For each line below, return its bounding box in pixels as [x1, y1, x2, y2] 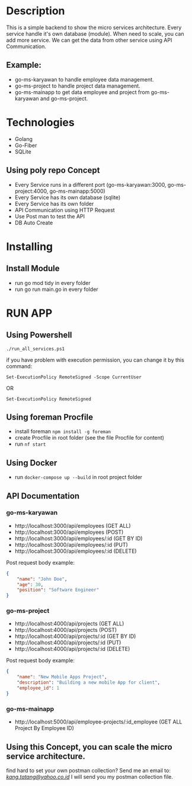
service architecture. [6, 751, 86, 761]
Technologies [6, 115, 75, 129]
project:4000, [14, 187, 49, 195]
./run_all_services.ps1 [6, 346, 65, 352]
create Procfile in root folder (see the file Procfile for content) [14, 434, 165, 441]
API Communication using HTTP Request [14, 206, 115, 214]
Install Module [6, 264, 60, 274]
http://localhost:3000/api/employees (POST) [14, 528, 124, 536]
